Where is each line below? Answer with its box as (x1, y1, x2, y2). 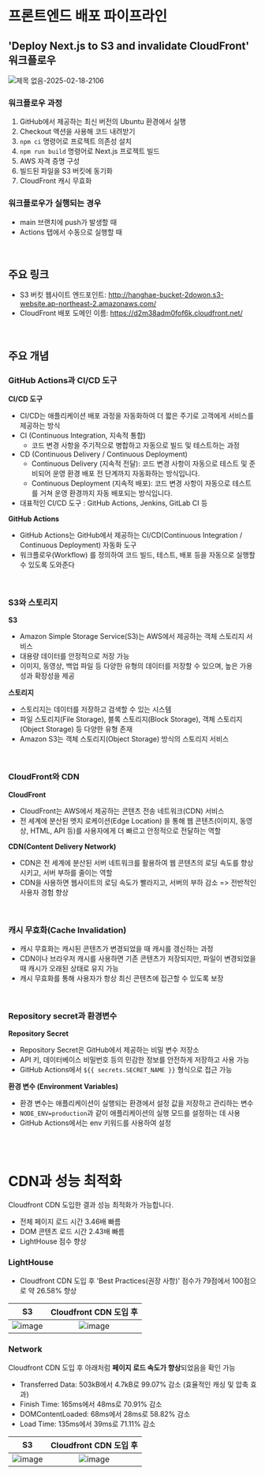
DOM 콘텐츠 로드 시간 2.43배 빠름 (19, 1227, 125, 1237)
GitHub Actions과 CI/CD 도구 (8, 374, 118, 385)
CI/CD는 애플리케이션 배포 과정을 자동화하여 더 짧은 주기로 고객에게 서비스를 (19, 411, 254, 421)
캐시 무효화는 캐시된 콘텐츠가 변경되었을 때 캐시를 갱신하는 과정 (19, 944, 214, 953)
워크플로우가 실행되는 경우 (8, 198, 102, 209)
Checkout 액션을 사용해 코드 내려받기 (19, 127, 136, 137)
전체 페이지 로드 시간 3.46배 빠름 (19, 1217, 121, 1226)
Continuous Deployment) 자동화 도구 (19, 540, 137, 550)
